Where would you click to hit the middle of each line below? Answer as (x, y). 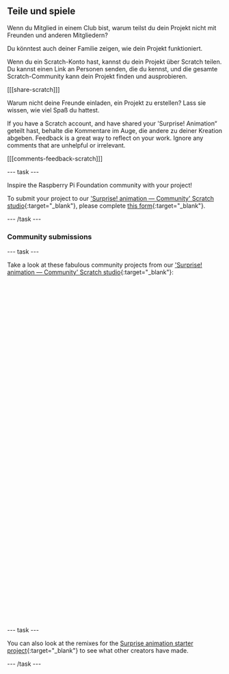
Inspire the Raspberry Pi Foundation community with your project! (100, 185)
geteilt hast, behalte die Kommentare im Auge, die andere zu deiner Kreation (115, 130)
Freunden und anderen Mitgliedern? (57, 35)
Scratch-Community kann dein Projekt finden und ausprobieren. (97, 76)
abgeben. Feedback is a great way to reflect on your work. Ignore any (105, 138)
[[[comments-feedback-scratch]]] (55, 158)
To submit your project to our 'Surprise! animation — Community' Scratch (110, 198)
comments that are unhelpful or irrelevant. (66, 145)
